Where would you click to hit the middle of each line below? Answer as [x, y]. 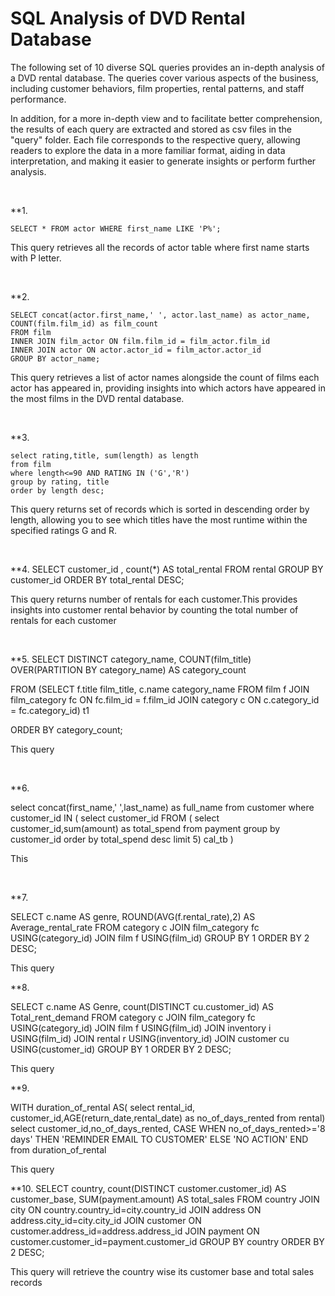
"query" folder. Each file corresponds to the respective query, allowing [155, 139]
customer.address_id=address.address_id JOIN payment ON [135, 1231]
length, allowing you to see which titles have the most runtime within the [159, 519]
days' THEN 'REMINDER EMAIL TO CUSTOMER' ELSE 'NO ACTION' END [159, 1139]
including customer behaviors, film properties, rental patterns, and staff [157, 88]
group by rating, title [60, 482]
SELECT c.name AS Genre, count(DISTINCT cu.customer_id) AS [142, 1006]
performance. [38, 99]
